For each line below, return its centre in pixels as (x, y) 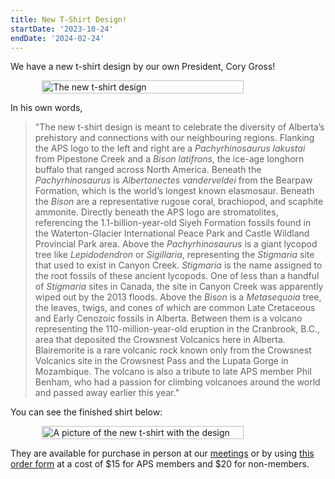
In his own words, (46, 108)
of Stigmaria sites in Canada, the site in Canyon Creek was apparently (179, 287)
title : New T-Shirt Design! (69, 19)
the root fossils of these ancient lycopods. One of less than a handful (177, 276)
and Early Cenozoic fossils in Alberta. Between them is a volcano (168, 318)
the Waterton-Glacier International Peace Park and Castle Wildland (172, 233)
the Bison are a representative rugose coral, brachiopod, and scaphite (179, 202)
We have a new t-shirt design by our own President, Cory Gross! (143, 67)
